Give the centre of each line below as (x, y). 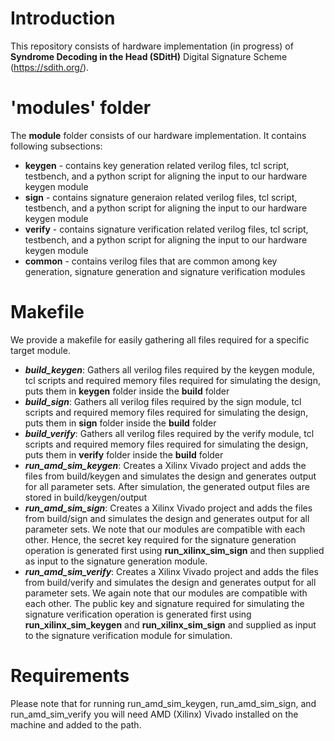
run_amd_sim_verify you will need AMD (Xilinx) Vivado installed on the (154, 714)
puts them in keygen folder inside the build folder (127, 391)
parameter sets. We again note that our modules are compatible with (166, 593)
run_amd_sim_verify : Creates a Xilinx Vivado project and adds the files (171, 571)
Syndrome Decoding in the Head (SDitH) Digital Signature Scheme (149, 56)
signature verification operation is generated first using (138, 614)
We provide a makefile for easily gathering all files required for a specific (160, 339)
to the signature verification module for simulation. (128, 635)
